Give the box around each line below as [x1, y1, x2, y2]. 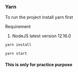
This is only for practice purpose [5, 61, 73, 67]
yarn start [5, 51, 27, 56]
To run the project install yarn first [5, 14, 73, 20]
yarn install [5, 43, 32, 47]
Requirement [5, 24, 31, 29]
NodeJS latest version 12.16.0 [12, 33, 72, 39]
